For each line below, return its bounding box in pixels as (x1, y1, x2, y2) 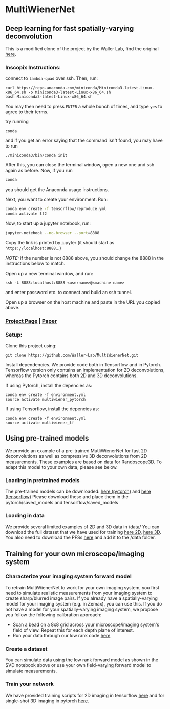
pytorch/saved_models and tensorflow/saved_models (5, 499, 119, 506)
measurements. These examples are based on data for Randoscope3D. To (5, 458, 162, 465)
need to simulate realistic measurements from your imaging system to (5, 590, 153, 596)
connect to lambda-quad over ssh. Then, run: (5, 75, 98, 81)
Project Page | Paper (5, 317, 57, 324)
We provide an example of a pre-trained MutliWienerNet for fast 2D (5, 447, 147, 454)
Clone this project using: (5, 343, 57, 349)
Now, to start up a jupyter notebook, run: (5, 220, 91, 226)
